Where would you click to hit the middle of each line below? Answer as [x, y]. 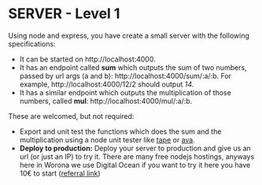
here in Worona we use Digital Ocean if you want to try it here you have [135, 165]
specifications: [32, 43]
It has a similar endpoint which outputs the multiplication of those [125, 92]
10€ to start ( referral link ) [60, 173]
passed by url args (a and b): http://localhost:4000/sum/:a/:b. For [125, 76]
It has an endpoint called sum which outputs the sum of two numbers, [133, 67]
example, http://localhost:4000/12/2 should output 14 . [107, 84]
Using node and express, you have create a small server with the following [129, 35]
